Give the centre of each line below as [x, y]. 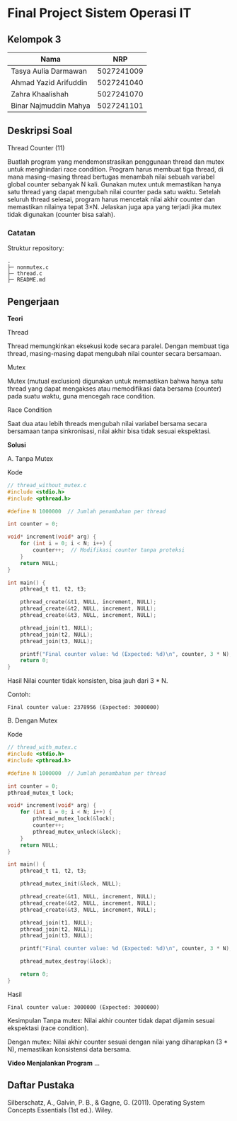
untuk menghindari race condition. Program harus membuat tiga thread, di [116, 169]
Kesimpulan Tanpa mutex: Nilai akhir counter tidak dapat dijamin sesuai [111, 1020]
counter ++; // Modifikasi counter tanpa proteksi [109, 550]
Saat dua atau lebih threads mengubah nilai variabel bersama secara [107, 423]
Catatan [21, 233]
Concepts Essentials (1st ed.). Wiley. [60, 1110]
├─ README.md [27, 280]
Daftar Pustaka [41, 1085]
